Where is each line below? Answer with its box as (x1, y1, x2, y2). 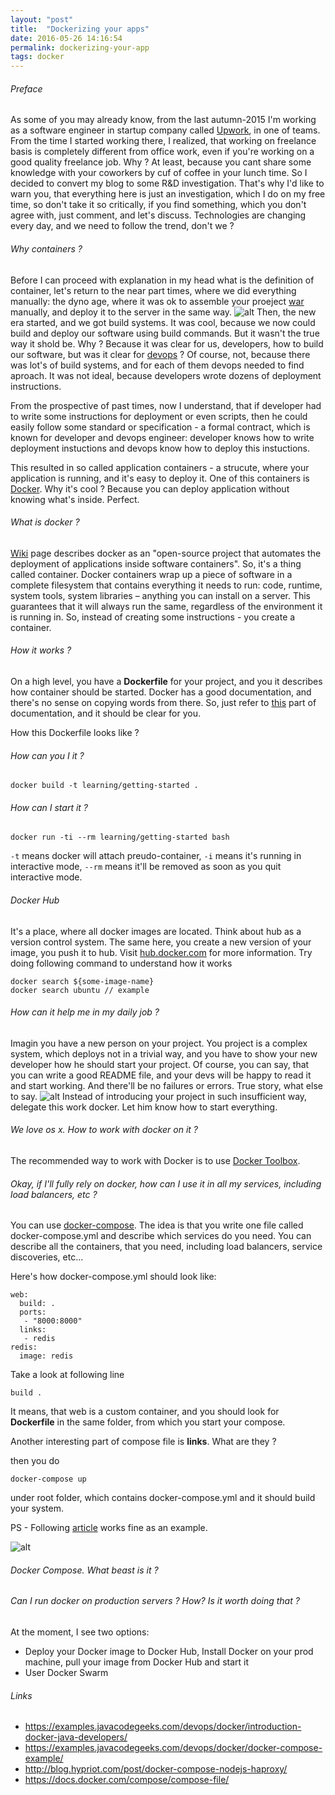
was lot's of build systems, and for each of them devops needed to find (10, 359, 305, 371)
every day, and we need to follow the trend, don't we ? (10, 220, 235, 232)
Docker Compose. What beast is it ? (10, 1564, 159, 1576)
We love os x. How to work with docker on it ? (10, 1124, 198, 1136)
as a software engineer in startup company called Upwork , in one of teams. (10, 124, 321, 136)
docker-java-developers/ (24, 1731, 128, 1743)
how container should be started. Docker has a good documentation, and (10, 686, 312, 698)
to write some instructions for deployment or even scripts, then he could (10, 410, 308, 422)
